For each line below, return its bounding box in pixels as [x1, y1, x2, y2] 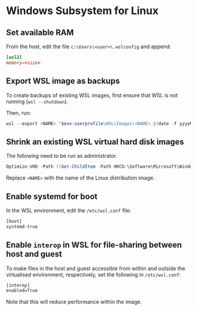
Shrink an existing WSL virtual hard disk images [6, 137, 185, 147]
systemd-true [6, 224, 38, 229]
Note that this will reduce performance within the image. [6, 298, 142, 306]
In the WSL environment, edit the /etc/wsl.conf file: [6, 207, 131, 214]
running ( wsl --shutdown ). [6, 98, 69, 105]
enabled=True [6, 288, 38, 294]
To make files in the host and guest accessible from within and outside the [6, 265, 186, 272]
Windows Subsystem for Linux [6, 4, 159, 18]
